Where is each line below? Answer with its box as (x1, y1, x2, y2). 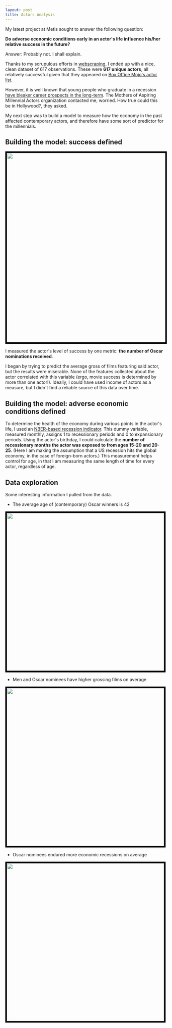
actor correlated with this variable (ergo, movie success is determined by (5, 374, 157, 380)
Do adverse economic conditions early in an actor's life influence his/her (5, 36, 161, 42)
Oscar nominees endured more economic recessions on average (12, 851, 147, 857)
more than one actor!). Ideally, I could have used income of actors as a (5, 379, 151, 385)
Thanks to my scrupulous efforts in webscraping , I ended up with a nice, (5, 61, 155, 67)
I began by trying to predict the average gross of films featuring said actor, (5, 363, 159, 369)
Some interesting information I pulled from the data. (5, 491, 112, 497)
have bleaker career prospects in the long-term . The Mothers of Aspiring (5, 92, 156, 98)
